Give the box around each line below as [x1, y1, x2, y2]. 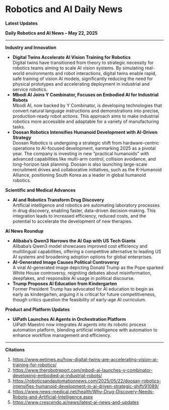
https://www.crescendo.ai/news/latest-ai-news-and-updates [12, 399, 139, 405]
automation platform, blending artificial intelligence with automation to [12, 326, 157, 333]
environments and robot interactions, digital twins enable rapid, [25, 70, 157, 76]
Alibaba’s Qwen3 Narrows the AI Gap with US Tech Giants [12, 238, 136, 244]
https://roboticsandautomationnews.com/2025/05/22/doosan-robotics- [12, 378, 161, 384]
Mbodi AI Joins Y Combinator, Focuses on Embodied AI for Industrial [12, 92, 159, 98]
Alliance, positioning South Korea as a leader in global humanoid [12, 172, 146, 178]
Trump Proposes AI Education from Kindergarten [12, 281, 117, 287]
